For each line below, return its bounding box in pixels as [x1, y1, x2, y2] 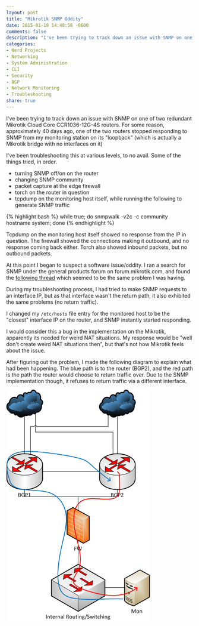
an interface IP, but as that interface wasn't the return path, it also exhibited [6, 292, 191, 299]
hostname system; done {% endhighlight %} [6, 219, 115, 226]
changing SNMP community [14, 176, 84, 183]
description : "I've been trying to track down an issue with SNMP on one [6, 35, 193, 41]
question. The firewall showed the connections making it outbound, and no [6, 237, 189, 244]
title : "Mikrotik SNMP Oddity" [6, 16, 84, 22]
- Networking [6, 54, 39, 60]
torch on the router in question [14, 189, 90, 196]
